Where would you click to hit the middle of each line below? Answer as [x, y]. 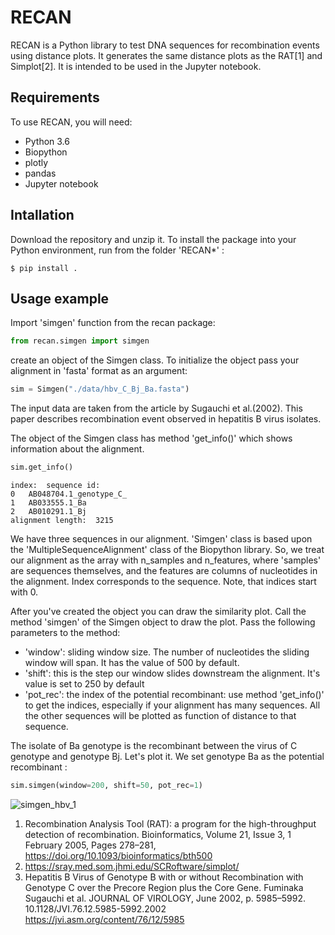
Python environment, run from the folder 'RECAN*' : [117, 250]
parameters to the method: [65, 632]
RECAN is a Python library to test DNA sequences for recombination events [165, 45]
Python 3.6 [47, 141]
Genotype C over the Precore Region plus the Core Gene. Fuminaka [164, 887]
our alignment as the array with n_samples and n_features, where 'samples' [166, 560]
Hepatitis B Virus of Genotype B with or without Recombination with [164, 877]
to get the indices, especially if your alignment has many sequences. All [172, 705]
